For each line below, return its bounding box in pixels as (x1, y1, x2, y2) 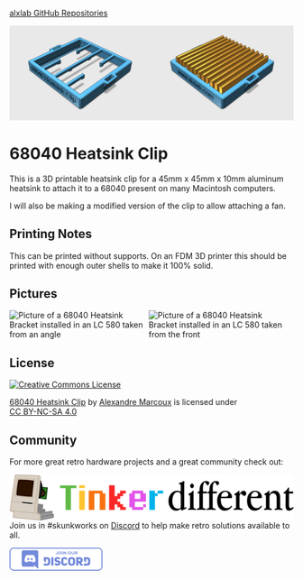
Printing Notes (9, 226, 93, 242)
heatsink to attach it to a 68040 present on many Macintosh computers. (9, 182, 277, 193)
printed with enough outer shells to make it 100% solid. (9, 260, 214, 271)
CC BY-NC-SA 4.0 (9, 406, 78, 418)
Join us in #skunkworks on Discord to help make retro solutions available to (9, 520, 290, 531)
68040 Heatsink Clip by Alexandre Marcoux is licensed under (9, 397, 238, 408)
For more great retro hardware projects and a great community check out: (9, 456, 284, 467)
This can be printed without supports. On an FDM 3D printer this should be (9, 250, 287, 261)
